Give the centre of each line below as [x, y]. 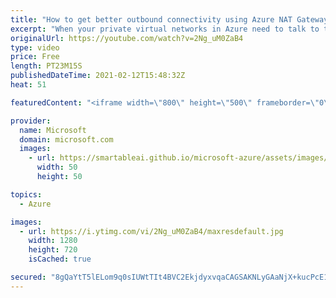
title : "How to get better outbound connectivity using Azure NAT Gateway [169, 19]
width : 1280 [53, 241]
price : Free [35, 57]
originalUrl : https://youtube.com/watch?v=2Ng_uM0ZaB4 [127, 38]
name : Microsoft [53, 130]
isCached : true [60, 259]
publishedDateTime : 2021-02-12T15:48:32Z [98, 76]
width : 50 [57, 167]
